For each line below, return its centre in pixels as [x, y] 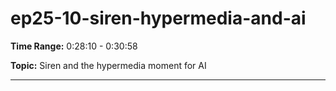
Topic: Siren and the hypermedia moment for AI [108, 65]
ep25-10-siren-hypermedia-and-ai [158, 18]
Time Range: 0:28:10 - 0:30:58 [74, 46]
